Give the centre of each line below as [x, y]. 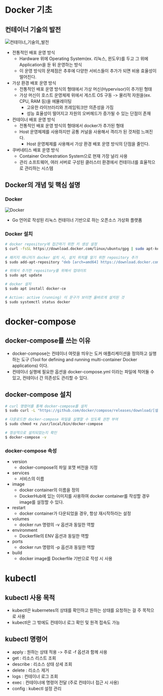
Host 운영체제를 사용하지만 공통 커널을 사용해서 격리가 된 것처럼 [80, 132]
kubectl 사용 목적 [30, 598]
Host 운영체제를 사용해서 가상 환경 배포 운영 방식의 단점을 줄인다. [88, 144]
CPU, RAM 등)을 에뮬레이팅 [45, 101]
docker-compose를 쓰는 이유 [48, 341]
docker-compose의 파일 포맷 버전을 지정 [58, 467]
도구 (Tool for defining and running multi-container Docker [79, 359]
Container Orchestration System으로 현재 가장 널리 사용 [73, 156]
